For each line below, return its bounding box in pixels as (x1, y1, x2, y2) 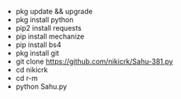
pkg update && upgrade (15, 7, 93, 16)
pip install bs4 (15, 40, 61, 49)
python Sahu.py (15, 82, 68, 91)
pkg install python (15, 15, 74, 24)
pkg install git (15, 49, 60, 57)
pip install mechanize (15, 31, 85, 41)
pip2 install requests (15, 24, 82, 32)
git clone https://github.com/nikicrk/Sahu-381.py (15, 57, 173, 66)
